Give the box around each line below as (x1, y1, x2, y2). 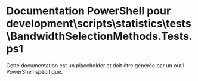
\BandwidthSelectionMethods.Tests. (6, 30, 193, 43)
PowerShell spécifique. (6, 68, 63, 75)
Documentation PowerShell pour (6, 4, 171, 18)
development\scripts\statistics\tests (6, 17, 192, 30)
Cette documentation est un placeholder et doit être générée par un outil (6, 61, 185, 69)
